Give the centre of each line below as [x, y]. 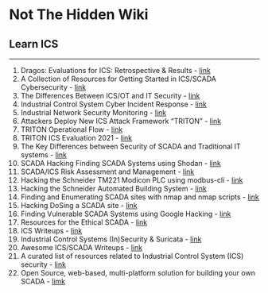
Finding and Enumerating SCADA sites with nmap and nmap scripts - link [140, 197]
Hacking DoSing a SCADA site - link [79, 205]
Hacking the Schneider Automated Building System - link [114, 189]
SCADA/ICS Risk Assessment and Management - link [107, 172]
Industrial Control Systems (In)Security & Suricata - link [111, 239]
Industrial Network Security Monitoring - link [93, 112]
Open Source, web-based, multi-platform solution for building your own [138, 273]
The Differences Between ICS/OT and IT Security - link [110, 96]
